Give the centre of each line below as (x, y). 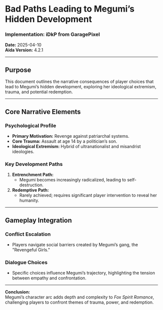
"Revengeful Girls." (31, 250)
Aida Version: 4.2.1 (24, 50)
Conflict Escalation (28, 234)
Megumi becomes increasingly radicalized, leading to (73, 180)
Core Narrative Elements (43, 112)
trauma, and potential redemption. (39, 92)
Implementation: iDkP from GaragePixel (53, 34)
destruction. (31, 185)
